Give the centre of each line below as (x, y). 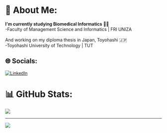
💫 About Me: (31, 10)
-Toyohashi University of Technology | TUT (49, 45)
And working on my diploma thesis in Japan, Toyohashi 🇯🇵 (66, 40)
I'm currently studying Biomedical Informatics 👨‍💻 (57, 24)
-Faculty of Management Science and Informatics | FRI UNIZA (69, 29)
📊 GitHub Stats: (39, 94)
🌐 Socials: (21, 61)
